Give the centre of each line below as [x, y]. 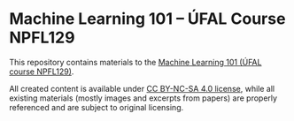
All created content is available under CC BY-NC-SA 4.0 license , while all [142, 88]
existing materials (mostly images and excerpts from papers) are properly [143, 98]
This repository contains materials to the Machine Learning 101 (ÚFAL [135, 62]
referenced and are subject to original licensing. [97, 107]
